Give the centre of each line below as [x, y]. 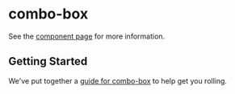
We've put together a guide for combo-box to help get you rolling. [118, 80]
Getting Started [48, 61]
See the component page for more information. [87, 36]
